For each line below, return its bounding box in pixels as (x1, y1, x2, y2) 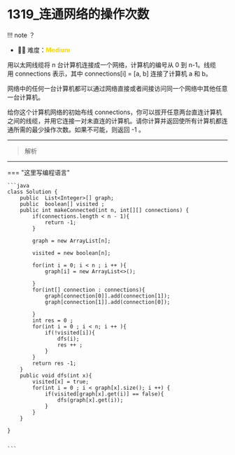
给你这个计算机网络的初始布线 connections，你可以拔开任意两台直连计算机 (7, 108, 222, 116)
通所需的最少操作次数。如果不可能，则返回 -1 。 (7, 125, 145, 134)
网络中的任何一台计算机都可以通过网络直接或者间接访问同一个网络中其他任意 (7, 84, 228, 92)
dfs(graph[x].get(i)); (57, 396, 124, 403)
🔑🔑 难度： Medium (17, 45, 71, 54)
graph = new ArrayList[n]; (32, 237, 111, 244)
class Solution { (7, 188, 58, 195)
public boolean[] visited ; (20, 200, 105, 207)
